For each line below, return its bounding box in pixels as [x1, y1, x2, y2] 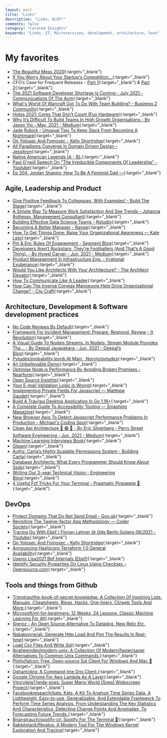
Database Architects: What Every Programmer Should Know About [12, 459, 150, 465]
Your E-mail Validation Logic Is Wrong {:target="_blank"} [12, 382, 128, 388]
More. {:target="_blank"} [12, 605, 62, 611]
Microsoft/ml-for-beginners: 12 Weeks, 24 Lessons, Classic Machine [12, 610, 154, 616]
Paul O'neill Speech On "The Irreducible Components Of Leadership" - [12, 159, 158, 165]
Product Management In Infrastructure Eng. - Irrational [12, 256, 125, 262]
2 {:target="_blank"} [12, 85, 53, 91]
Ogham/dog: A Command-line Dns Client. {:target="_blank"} [12, 669, 136, 675]
